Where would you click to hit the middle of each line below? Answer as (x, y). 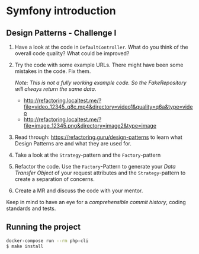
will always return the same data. (55, 89)
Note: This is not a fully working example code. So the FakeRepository (100, 82)
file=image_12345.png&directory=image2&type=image (90, 126)
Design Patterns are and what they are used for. (73, 143)
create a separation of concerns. (54, 179)
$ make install (25, 246)
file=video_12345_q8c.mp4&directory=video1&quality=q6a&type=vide (108, 107)
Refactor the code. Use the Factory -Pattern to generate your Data (95, 166)
